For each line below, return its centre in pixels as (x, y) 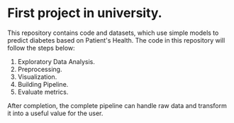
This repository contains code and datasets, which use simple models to (113, 33)
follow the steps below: (41, 48)
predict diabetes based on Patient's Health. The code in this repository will (116, 40)
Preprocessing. (40, 69)
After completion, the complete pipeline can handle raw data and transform (117, 105)
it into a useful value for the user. (55, 113)
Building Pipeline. (43, 84)
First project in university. (85, 13)
